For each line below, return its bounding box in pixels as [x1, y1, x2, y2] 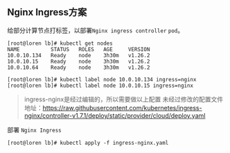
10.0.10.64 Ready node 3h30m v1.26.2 [7, 64, 150, 71]
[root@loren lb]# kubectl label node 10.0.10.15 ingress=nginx [7, 82, 194, 89]
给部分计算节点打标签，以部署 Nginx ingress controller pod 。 [7, 26, 184, 34]
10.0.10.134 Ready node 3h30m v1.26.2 [7, 52, 150, 59]
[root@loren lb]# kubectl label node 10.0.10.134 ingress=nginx [7, 76, 197, 83]
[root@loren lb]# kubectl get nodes [7, 40, 113, 47]
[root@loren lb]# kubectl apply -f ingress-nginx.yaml [7, 139, 169, 146]
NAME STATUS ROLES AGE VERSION [7, 45, 150, 53]
